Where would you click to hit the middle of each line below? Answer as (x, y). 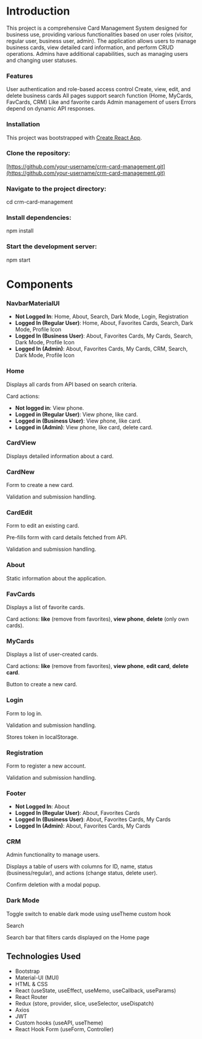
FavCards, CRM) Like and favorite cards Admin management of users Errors (101, 102)
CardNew (21, 472)
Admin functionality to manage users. (53, 855)
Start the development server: (52, 247)
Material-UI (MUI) (37, 977)
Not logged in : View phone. (49, 407)
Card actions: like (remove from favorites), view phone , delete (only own (98, 619)
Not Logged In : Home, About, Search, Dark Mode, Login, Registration (102, 316)
